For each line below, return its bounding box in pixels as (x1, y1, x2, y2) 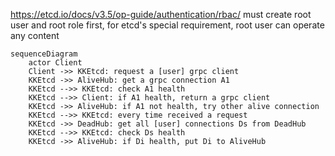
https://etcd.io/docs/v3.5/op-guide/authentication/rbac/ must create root (10, 9, 312, 20)
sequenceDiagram (10, 49, 78, 59)
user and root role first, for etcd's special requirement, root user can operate (10, 19, 325, 31)
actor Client (28, 58, 83, 68)
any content (10, 30, 60, 41)
